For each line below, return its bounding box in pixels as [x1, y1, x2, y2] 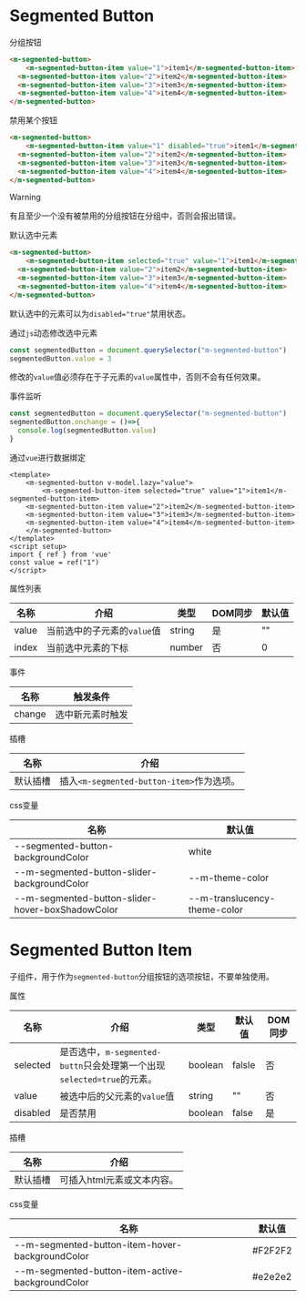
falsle [231, 1058, 256, 1071]
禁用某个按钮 [9, 115, 57, 126]
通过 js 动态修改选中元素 [9, 327, 98, 338]
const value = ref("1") [9, 557, 100, 567]
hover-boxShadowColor [14, 903, 118, 916]
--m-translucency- [188, 891, 276, 904]
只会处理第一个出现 [83, 1059, 166, 1071]
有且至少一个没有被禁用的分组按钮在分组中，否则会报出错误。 [9, 210, 241, 221]
